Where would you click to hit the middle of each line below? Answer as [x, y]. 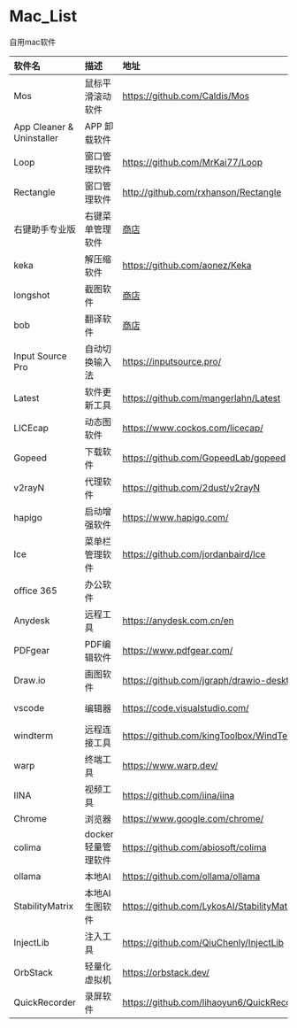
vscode [29, 707]
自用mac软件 [33, 42]
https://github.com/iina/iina [179, 795]
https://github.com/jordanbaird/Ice [194, 553]
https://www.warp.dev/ [170, 765]
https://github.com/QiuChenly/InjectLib [203, 942]
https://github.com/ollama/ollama [191, 876]
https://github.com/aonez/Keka [187, 265]
